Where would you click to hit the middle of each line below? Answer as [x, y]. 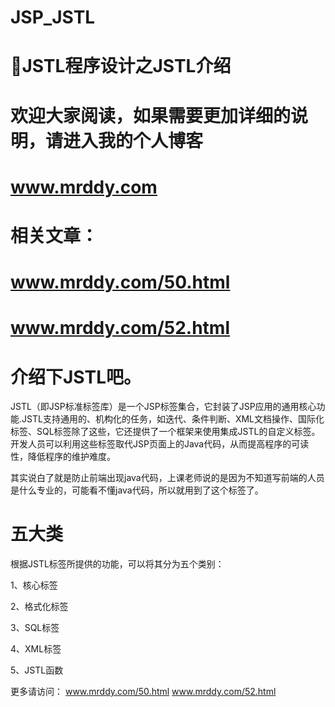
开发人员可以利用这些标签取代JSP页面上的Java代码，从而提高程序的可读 [160, 444]
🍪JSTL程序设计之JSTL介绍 [121, 66]
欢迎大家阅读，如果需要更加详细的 [151, 115]
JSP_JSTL [53, 17]
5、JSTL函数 [37, 670]
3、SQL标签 [35, 628]
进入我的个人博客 [133, 140]
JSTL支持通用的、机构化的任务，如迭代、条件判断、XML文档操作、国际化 [173, 419]
